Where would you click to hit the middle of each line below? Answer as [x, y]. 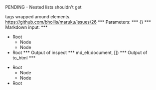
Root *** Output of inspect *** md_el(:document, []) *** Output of [80, 52]
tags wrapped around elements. [38, 17]
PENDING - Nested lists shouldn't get [43, 7]
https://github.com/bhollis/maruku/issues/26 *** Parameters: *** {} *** [78, 22]
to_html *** [24, 58]
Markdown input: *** [26, 27]
